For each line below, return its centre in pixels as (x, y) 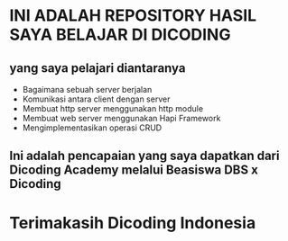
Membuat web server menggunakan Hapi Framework (121, 118)
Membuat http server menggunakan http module (113, 108)
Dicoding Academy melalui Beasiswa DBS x (134, 170)
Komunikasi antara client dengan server (96, 99)
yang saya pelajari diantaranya (98, 68)
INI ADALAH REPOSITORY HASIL (133, 16)
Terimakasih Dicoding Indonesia (133, 223)
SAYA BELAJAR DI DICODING (120, 35)
